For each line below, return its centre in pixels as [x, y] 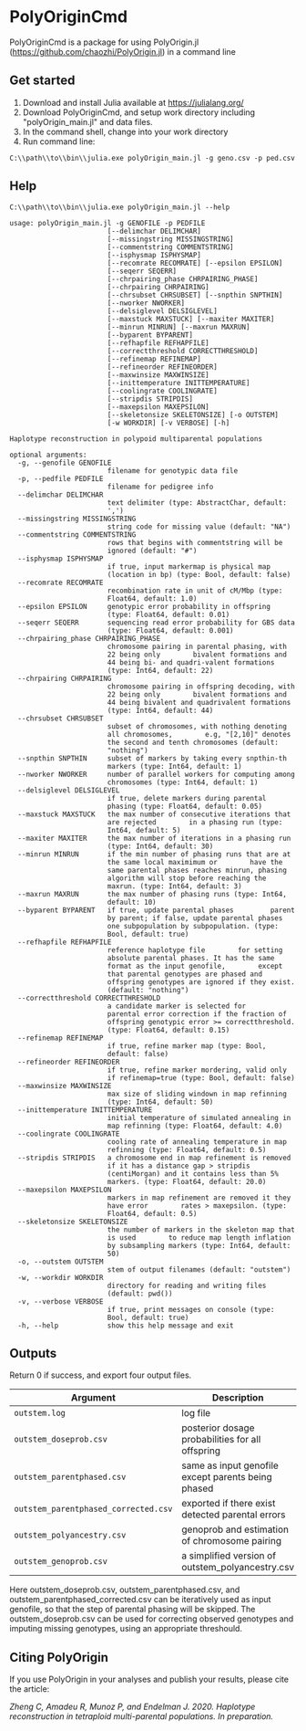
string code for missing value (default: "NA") [199, 527]
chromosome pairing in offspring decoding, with [201, 687]
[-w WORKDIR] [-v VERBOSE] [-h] [168, 423]
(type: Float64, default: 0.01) [168, 614]
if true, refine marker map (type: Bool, [187, 1046]
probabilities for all [221, 1440]
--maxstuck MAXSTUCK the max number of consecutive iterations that [154, 814]
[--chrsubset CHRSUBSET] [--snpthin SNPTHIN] [195, 295]
